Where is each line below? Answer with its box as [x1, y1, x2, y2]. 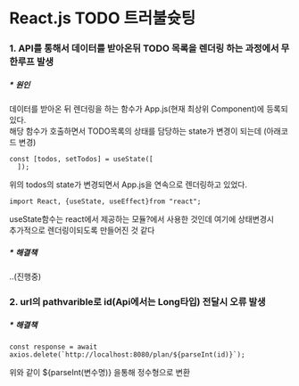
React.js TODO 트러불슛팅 [9, 8, 196, 29]
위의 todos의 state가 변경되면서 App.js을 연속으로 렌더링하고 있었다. [9, 179, 248, 190]
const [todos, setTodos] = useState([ [9, 155, 154, 164]
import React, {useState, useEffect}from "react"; [9, 197, 202, 206]
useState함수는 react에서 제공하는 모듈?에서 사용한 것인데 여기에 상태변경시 [9, 214, 275, 225]
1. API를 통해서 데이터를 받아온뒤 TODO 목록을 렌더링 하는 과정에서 [9, 42, 279, 54]
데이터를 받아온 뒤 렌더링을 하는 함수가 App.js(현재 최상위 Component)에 [9, 103, 265, 114]
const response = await [9, 342, 98, 351]
